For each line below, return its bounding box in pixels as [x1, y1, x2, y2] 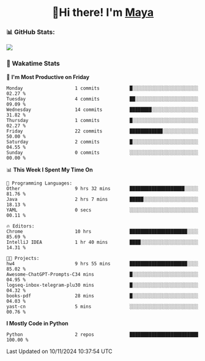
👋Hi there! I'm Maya [51, 6, 154, 20]
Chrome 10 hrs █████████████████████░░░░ [6, 228, 199, 235]
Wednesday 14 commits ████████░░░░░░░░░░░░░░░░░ [6, 107, 199, 113]
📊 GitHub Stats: [6, 28, 55, 36]
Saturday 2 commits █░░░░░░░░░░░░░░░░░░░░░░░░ [6, 139, 199, 145]
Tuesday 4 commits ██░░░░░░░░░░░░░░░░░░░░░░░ [6, 96, 199, 102]
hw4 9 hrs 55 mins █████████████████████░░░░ [6, 260, 199, 267]
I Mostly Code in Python [6, 319, 69, 327]
